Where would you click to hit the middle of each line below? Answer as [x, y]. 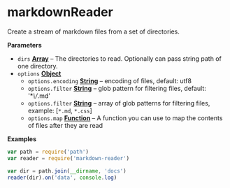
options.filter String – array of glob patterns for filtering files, [119, 103]
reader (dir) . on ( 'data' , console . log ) [62, 178]
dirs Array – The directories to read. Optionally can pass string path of [119, 58]
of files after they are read [65, 125]
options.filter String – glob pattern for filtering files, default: [117, 88]
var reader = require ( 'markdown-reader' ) [69, 158]
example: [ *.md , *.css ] [60, 110]
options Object [39, 73]
